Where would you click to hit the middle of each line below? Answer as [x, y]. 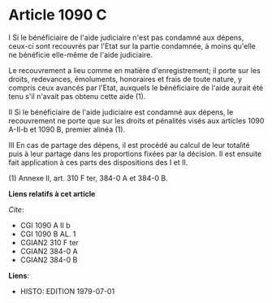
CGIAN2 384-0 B [49, 260]
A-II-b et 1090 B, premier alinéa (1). [67, 129]
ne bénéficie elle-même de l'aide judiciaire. [80, 54]
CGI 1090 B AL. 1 [48, 234]
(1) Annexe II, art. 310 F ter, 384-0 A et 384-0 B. [88, 178]
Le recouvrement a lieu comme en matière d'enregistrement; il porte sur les [135, 70]
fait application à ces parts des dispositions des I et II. [98, 162]
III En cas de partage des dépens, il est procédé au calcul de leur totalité [129, 145]
